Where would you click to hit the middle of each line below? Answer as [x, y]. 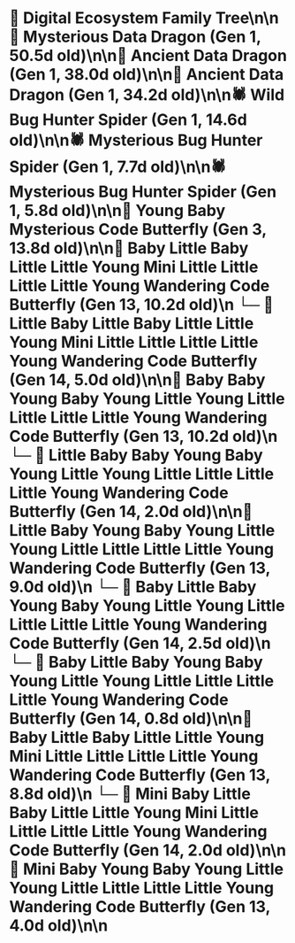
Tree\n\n [247, 18]
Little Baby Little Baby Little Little [132, 324]
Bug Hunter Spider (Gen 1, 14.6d [128, 120]
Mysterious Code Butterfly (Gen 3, [138, 230]
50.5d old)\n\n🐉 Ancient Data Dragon [148, 56]
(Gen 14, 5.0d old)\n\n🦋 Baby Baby [137, 380]
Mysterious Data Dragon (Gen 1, [142, 37]
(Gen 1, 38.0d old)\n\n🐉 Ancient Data [147, 75]
